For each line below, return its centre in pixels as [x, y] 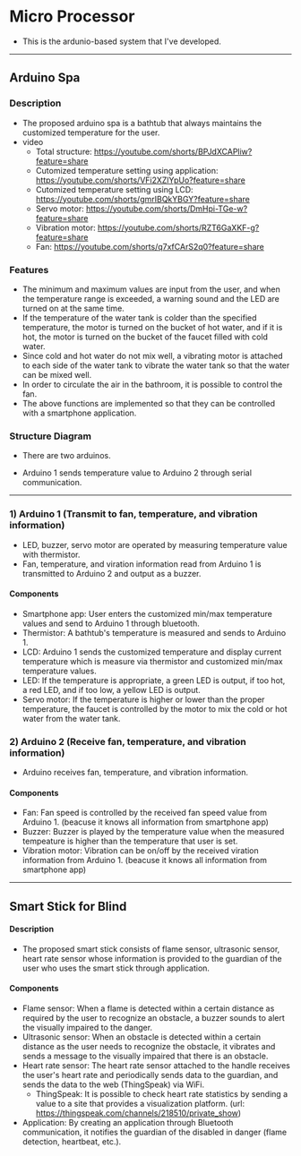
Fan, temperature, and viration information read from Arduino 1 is [142, 564]
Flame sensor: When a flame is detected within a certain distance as [148, 1008]
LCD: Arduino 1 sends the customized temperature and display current [152, 652]
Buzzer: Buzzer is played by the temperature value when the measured [153, 832]
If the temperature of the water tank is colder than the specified [139, 317]
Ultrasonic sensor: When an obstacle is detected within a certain [142, 1037]
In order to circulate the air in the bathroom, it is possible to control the [152, 384]
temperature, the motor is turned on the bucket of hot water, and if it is [152, 327]
